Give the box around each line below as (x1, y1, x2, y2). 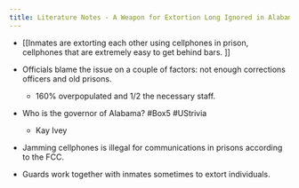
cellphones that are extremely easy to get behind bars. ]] (21, 46, 231, 58)
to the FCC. (21, 152, 65, 162)
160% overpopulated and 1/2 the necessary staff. (35, 90, 216, 101)
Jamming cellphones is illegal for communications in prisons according (21, 142, 283, 153)
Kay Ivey (35, 125, 68, 136)
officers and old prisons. (21, 73, 112, 84)
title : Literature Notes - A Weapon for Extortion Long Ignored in (9, 12, 265, 22)
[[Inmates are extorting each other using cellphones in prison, (21, 37, 249, 48)
